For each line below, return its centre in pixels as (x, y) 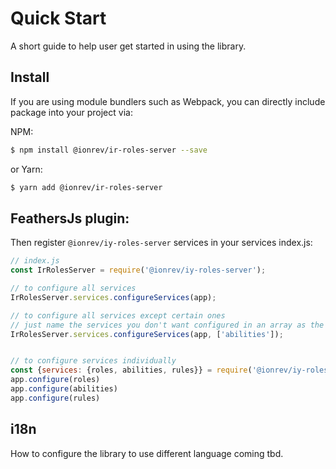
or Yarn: (26, 169)
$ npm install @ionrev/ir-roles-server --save (109, 150)
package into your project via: (71, 112)
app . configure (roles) (55, 380)
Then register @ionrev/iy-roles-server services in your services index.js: (161, 243)
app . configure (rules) (55, 398)
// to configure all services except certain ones (118, 315)
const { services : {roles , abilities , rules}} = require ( (131, 370)
